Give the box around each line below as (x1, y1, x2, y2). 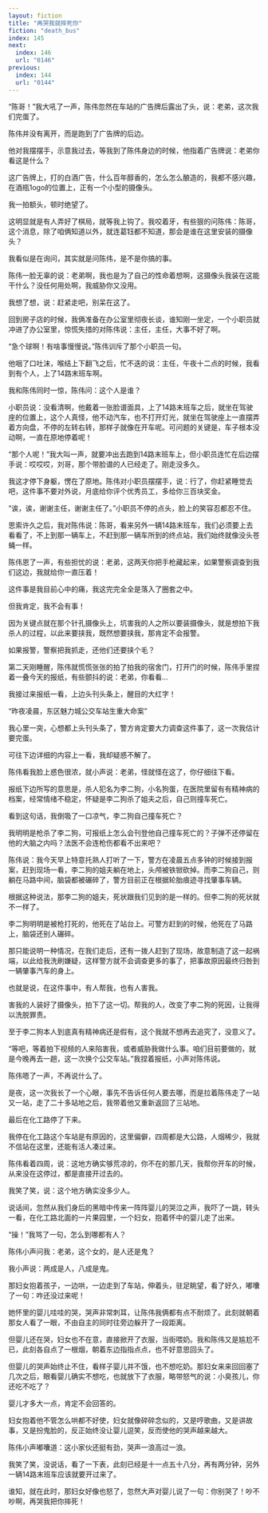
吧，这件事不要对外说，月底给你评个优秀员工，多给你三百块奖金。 (8, 486, 225, 496)
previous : (8, 64, 41, 72)
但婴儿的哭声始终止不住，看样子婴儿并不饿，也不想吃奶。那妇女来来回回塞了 (8, 1361, 260, 1371)
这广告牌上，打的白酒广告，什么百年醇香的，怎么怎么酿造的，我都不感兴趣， (8, 173, 260, 182)
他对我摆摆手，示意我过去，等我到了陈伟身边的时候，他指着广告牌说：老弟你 (8, 145, 260, 155)
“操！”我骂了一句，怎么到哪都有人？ (8, 1229, 127, 1239)
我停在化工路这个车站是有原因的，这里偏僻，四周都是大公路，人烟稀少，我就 (8, 1132, 260, 1141)
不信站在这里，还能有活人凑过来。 (8, 1141, 120, 1151)
